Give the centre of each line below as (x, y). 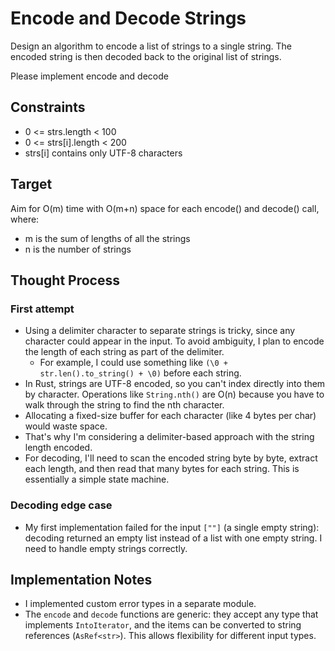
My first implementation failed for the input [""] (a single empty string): (172, 527)
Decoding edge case (61, 505)
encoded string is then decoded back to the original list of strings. (146, 56)
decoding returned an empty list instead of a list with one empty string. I (173, 538)
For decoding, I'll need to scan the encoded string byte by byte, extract (171, 458)
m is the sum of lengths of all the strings (107, 238)
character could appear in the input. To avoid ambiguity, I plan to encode (174, 341)
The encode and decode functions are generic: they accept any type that (171, 614)
